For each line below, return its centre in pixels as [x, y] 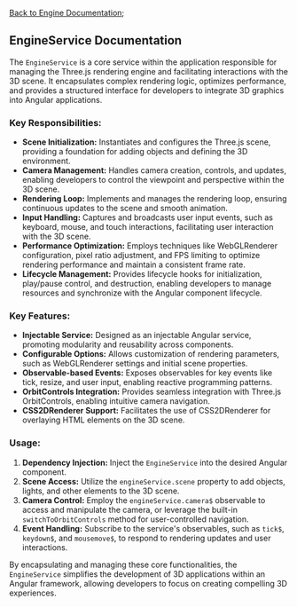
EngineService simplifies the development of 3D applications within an [137, 574]
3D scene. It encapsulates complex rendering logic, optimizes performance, [148, 81]
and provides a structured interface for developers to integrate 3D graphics [147, 90]
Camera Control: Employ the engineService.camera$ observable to [144, 500]
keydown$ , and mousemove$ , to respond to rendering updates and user [146, 538]
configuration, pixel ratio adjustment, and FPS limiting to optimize [141, 256]
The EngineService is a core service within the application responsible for [143, 62]
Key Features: [40, 316]
